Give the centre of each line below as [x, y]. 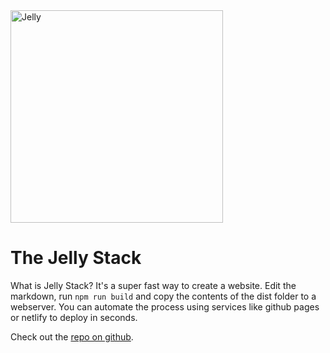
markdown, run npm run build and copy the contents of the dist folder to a [163, 296]
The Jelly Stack [76, 258]
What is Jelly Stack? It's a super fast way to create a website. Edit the [153, 285]
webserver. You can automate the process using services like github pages [165, 306]
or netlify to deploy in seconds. [74, 317]
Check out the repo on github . [72, 336]
